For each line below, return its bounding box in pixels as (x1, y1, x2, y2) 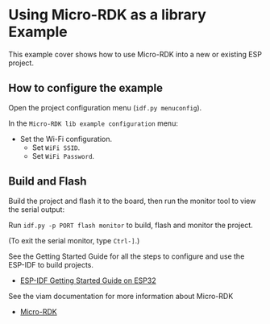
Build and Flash (8, 175, 87, 189)
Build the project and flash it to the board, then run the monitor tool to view (8, 196, 256, 206)
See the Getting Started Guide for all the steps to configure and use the (8, 251, 245, 261)
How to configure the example (8, 81, 164, 95)
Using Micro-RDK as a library (8, 6, 207, 24)
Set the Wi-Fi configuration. (19, 134, 113, 143)
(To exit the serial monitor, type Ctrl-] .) (8, 235, 140, 245)
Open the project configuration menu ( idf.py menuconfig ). (8, 102, 202, 112)
